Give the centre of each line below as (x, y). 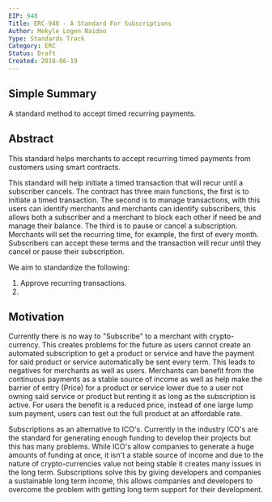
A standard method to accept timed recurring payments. (102, 113)
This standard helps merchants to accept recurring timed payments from (130, 158)
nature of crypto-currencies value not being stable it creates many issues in (135, 464)
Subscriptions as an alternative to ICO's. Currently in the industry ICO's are (134, 429)
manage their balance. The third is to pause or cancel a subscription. (123, 225)
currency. (24, 345)
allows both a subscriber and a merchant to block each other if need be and (135, 217)
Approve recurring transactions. (73, 283)
